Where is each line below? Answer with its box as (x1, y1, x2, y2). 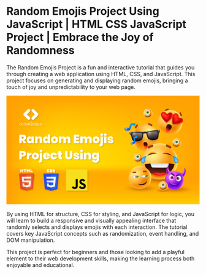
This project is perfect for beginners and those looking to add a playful (6, 249, 185, 256)
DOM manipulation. (6, 236, 55, 244)
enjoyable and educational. (6, 261, 75, 269)
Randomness (6, 44, 75, 58)
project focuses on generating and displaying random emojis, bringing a (6, 77, 188, 84)
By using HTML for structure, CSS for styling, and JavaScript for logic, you (6, 211, 195, 218)
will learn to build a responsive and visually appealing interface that (6, 217, 177, 225)
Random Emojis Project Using (6, 4, 159, 18)
